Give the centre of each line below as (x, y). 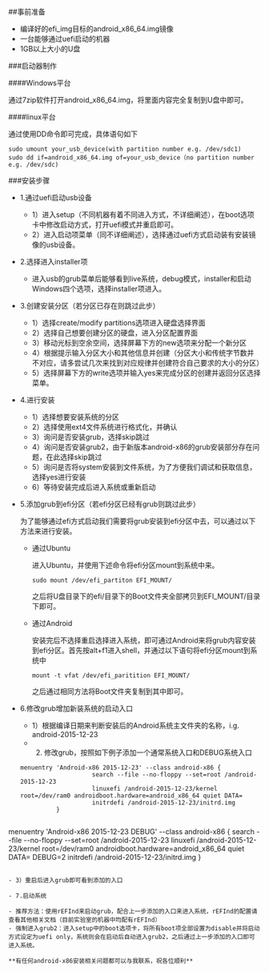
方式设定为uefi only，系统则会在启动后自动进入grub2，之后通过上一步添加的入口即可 (132, 937)
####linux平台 (32, 117)
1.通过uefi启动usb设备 (56, 198)
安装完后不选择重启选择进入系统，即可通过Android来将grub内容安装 (144, 640)
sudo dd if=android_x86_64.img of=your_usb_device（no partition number (131, 158)
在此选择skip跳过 (74, 457)
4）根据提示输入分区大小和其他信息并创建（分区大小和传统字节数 (139, 353)
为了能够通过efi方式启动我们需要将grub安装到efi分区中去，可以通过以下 (138, 521)
